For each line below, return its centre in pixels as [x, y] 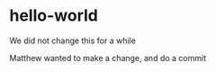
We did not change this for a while [73, 40]
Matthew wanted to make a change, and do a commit [108, 58]
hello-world [54, 16]
